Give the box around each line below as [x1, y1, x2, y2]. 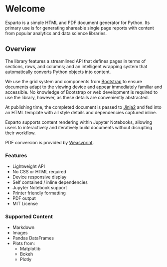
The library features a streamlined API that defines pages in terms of [5, 58, 146, 64]
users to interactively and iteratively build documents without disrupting [5, 124, 153, 130]
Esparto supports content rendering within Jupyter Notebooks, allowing [5, 119, 153, 125]
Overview [5, 45, 36, 53]
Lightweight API [12, 163, 45, 169]
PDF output [12, 195, 36, 201]
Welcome [5, 3, 45, 15]
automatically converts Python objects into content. [5, 69, 111, 75]
